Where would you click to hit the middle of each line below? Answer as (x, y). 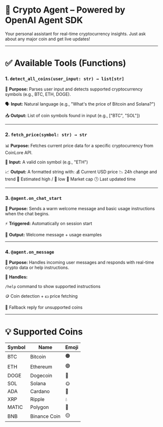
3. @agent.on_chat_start (33, 198)
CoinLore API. (19, 152)
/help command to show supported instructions (53, 286)
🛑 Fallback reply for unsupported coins (44, 307)
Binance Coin (45, 416)
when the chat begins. (27, 214)
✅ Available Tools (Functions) (65, 63)
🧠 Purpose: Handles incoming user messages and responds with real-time (80, 263)
